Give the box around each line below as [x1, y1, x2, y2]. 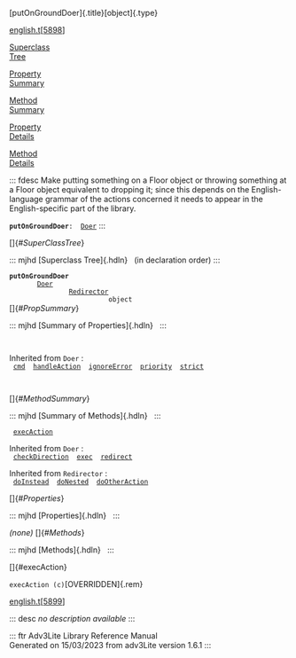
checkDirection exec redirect [12, 452, 133, 461]
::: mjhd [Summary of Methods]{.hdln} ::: [9, 411, 161, 420]
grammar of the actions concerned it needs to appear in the [44, 194, 263, 204]
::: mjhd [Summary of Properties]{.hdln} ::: [9, 320, 167, 331]
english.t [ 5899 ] [9, 596, 66, 607]
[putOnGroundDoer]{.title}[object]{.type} [9, 8, 158, 18]
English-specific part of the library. [9, 203, 136, 214]
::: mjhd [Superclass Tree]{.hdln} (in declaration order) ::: [9, 255, 221, 265]
